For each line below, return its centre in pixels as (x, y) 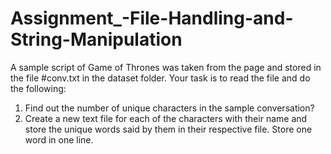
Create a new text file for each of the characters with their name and (166, 118)
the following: (38, 88)
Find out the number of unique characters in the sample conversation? (169, 108)
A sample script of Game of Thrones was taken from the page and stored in (166, 67)
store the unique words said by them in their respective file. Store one (168, 129)
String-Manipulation (96, 39)
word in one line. (59, 139)
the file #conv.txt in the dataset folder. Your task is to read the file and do (160, 78)
